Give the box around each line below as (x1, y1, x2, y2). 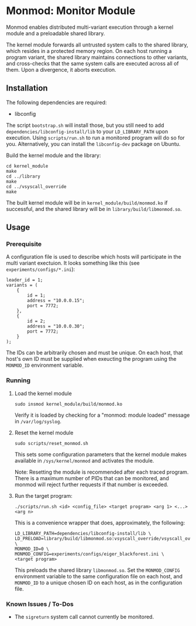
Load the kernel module (14, 390, 72, 397)
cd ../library (6, 173, 41, 179)
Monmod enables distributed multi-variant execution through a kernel (6, 24, 174, 31)
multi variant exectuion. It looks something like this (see (6, 260, 140, 267)
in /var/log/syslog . (14, 417, 61, 424)
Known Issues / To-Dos (6, 600, 74, 608)
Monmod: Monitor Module (6, 4, 136, 18)
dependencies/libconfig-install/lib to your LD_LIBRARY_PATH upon (6, 128, 169, 135)
